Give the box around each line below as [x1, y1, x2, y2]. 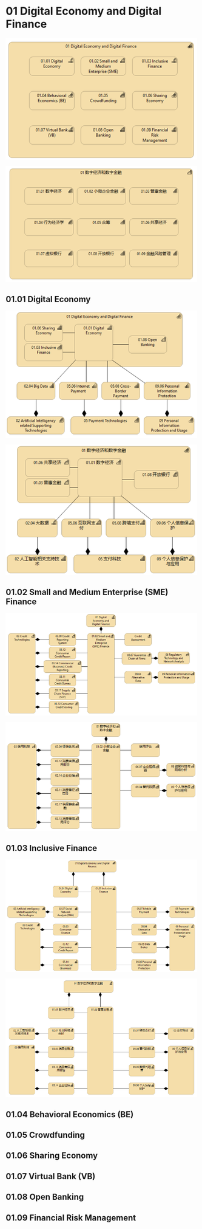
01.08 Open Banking [5, 1192, 84, 1202]
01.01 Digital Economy [5, 294, 91, 305]
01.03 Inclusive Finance [5, 843, 98, 853]
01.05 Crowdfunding [5, 1129, 86, 1140]
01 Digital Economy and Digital [5, 4, 162, 18]
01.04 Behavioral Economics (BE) [5, 1109, 134, 1120]
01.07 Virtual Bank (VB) [5, 1171, 96, 1182]
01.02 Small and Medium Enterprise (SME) [5, 587, 169, 597]
